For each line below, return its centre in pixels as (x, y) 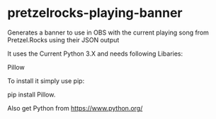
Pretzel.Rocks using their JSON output (63, 39)
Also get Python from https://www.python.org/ (75, 108)
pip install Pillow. (32, 94)
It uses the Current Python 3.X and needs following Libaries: (95, 54)
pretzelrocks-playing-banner (95, 13)
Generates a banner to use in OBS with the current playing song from (108, 32)
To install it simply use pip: (46, 81)
